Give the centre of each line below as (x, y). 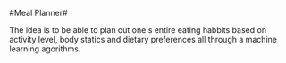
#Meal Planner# (39, 13)
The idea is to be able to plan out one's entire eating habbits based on (138, 30)
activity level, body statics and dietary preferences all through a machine (143, 39)
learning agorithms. (45, 49)
